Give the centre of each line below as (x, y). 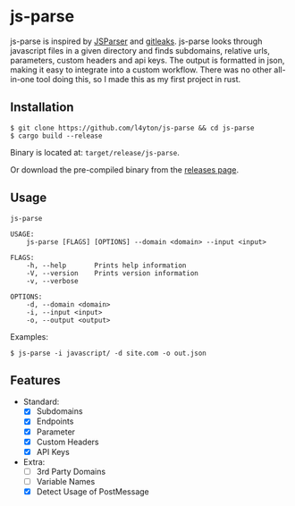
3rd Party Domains (71, 471)
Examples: (29, 336)
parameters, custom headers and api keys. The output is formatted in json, (147, 60)
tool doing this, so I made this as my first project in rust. (139, 79)
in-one (22, 79)
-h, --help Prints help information (106, 266)
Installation (42, 108)
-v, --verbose (52, 281)
